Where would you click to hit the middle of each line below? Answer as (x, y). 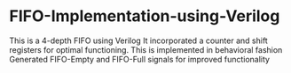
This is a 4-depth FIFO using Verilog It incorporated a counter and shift (138, 40)
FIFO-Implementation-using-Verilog (145, 16)
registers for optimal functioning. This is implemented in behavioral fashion (146, 49)
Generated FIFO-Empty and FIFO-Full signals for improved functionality (140, 59)
